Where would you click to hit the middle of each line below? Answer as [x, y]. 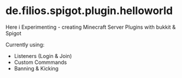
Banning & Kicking [36, 68]
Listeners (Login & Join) [43, 56]
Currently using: [25, 45]
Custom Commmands [40, 62]
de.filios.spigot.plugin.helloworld [89, 11]
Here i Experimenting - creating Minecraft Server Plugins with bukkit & [91, 27]
